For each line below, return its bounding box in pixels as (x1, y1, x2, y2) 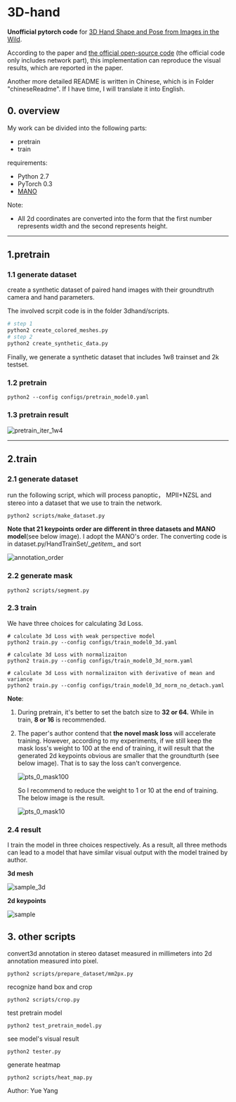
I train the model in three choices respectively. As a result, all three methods (7, 841, 227, 850)
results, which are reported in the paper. (7, 63, 124, 72)
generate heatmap (7, 1060, 61, 1069)
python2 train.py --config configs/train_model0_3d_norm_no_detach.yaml (7, 681, 225, 689)
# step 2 (7, 333, 33, 341)
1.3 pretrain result (7, 410, 69, 420)
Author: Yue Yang (7, 1086, 58, 1094)
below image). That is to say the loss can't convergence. (17, 759, 181, 767)
